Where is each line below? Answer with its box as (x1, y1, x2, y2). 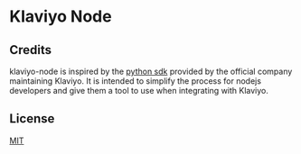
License (9, 111, 55, 127)
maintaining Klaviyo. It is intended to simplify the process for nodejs (9, 76, 262, 86)
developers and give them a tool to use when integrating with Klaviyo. (9, 86, 269, 95)
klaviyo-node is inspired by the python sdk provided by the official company (9, 66, 293, 77)
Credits (9, 42, 52, 58)
